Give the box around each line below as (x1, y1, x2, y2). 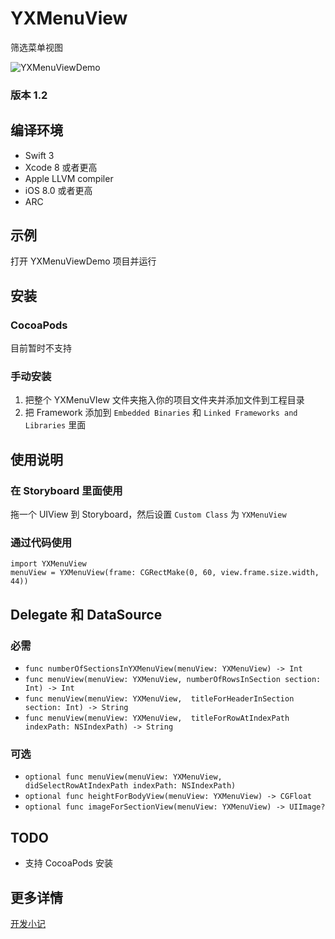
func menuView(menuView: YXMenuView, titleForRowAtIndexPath (24, 713, 290, 724)
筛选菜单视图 (10, 41, 63, 53)
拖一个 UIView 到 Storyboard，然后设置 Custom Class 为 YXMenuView (10, 508, 287, 521)
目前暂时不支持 (10, 342, 72, 354)
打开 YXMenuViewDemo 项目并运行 (10, 255, 157, 267)
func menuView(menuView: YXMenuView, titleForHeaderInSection (24, 694, 295, 704)
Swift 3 (24, 149, 55, 161)
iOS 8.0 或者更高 (24, 184, 93, 196)
